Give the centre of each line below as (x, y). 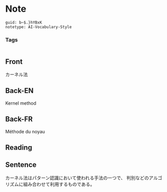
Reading (19, 148)
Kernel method (21, 103)
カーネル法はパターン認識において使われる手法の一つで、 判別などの (77, 178)
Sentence (21, 165)
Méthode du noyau (25, 131)
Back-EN (19, 91)
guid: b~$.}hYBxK (24, 22)
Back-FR (19, 119)
